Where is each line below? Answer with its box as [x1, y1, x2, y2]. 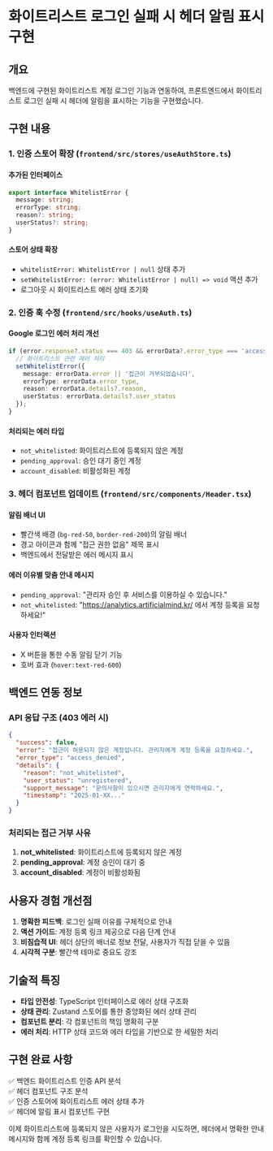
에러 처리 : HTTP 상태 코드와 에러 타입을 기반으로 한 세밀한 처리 [19, 1027, 219, 1036]
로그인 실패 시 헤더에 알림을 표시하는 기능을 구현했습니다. [23, 96, 204, 106]
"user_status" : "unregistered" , [23, 777, 132, 785]
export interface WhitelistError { [8, 188, 129, 197]
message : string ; [15, 196, 75, 204]
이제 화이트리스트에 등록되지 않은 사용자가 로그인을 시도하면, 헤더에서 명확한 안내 [8, 1123, 265, 1133]
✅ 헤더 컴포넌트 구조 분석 [8, 1086, 89, 1096]
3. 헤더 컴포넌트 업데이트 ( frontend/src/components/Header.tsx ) [8, 488, 252, 500]
